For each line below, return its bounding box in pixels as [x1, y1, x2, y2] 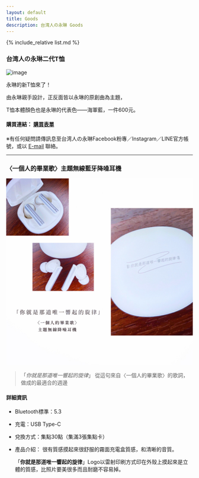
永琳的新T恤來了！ [6, 81, 52, 88]
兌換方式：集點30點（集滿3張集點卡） [14, 433, 108, 441]
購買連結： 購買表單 [6, 121, 54, 128]
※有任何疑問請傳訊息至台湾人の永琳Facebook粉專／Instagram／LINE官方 [6, 135, 184, 142]
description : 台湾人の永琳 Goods [6, 22, 84, 28]
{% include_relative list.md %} [6, 39, 80, 46]
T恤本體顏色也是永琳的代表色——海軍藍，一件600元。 [6, 106, 139, 113]
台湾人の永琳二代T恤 [6, 55, 65, 63]
